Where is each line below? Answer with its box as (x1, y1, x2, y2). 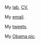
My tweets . (4, 23, 28, 29)
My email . (4, 14, 25, 19)
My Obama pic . (4, 33, 36, 39)
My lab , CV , (4, 4, 28, 10)
